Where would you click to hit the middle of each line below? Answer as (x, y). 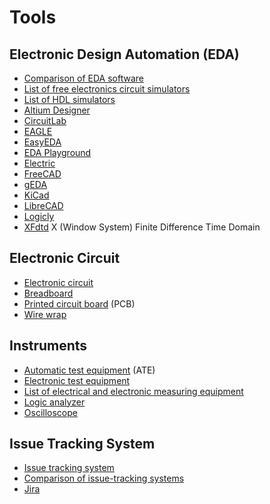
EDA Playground (57, 152)
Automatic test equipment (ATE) (89, 370)
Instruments (48, 346)
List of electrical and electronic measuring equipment (133, 391)
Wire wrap (45, 314)
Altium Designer (57, 110)
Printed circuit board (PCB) (79, 303)
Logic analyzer (54, 402)
